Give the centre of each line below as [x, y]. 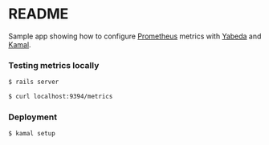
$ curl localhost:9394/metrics [61, 97]
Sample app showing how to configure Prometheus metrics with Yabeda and [135, 36]
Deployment [33, 117]
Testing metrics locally [54, 65]
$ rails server [34, 82]
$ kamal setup [32, 134]
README [39, 14]
